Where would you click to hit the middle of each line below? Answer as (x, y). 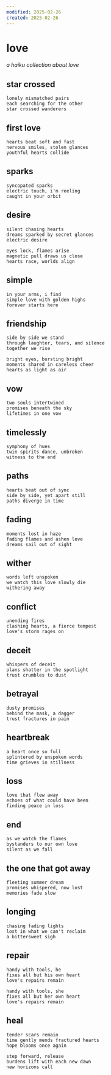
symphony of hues (28, 446)
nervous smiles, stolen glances (47, 148)
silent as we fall (30, 849)
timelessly (27, 432)
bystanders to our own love (42, 844)
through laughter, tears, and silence (56, 343)
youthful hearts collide (38, 153)
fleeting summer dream (35, 883)
